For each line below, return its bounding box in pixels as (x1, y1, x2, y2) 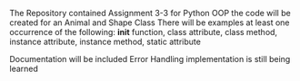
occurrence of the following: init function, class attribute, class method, (9, 27, 278, 37)
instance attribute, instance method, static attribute (9, 36, 202, 47)
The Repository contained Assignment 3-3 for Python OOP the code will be (9, 8, 291, 18)
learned (9, 63, 39, 74)
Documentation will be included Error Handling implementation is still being (9, 54, 291, 64)
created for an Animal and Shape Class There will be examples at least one (9, 17, 290, 28)
